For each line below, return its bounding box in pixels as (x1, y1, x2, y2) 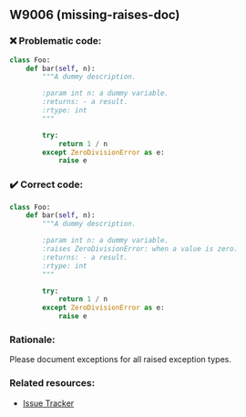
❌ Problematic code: (9, 35, 102, 47)
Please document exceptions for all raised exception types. (9, 354, 232, 365)
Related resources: (9, 377, 96, 390)
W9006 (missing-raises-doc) (9, 7, 180, 23)
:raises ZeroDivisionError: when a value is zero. (42, 245, 239, 254)
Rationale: (9, 333, 56, 346)
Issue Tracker (22, 397, 75, 409)
